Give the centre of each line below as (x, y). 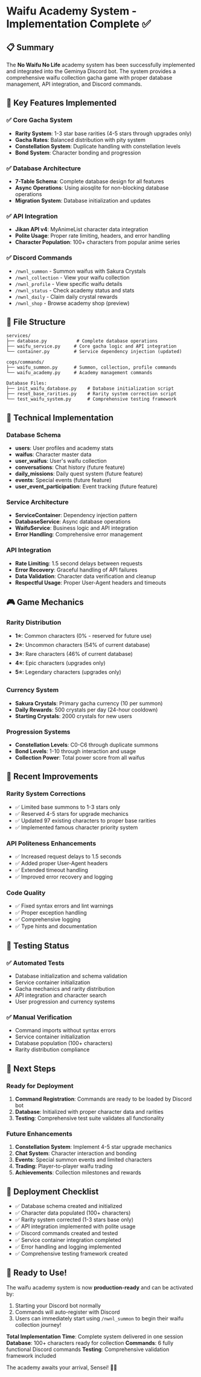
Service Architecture (37, 502)
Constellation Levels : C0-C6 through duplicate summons (87, 745)
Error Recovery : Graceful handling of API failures (76, 570)
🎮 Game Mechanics (45, 603)
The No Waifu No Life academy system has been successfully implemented (101, 65)
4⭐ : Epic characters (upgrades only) (60, 663)
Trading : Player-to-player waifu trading (64, 1166)
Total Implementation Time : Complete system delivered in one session (95, 1336)
